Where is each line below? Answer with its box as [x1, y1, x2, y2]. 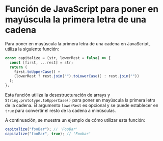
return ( [9, 65, 27, 70]
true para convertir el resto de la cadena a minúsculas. [5, 107, 116, 114]
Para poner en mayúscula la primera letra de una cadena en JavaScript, [5, 40, 150, 46]
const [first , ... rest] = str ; [9, 60, 74, 65]
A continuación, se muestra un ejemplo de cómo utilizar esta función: [5, 117, 145, 123]
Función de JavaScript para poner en [5, 3, 159, 15]
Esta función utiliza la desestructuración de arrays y [5, 92, 110, 98]
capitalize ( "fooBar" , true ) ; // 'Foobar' [5, 131, 91, 136]
